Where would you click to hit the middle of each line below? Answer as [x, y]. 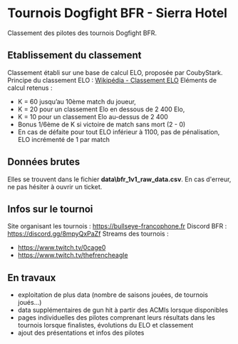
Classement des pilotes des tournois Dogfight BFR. [82, 33]
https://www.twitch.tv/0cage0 [62, 248]
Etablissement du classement [74, 55]
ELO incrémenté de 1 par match [64, 139]
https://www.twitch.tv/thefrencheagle [73, 256]
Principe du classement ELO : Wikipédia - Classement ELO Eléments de [112, 80]
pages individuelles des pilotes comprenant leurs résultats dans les [116, 318]
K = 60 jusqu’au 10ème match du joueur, [77, 101]
